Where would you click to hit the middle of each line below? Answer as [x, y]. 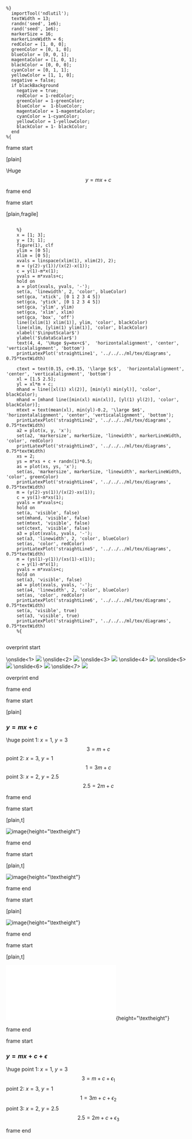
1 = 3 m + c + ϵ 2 [98, 1099]
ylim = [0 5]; [34, 250]
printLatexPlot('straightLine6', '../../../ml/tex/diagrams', [94, 600]
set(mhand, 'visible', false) [54, 518]
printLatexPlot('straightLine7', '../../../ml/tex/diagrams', [94, 621]
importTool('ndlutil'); [40, 14]
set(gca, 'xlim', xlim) [46, 312]
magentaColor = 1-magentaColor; [56, 111]
